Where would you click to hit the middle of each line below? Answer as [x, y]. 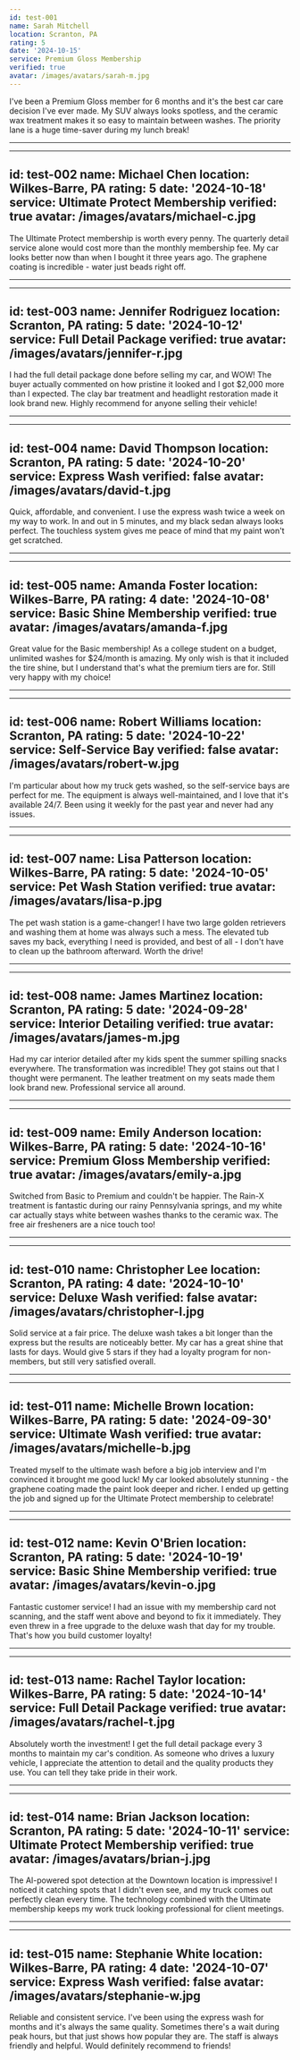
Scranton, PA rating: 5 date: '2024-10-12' [126, 325]
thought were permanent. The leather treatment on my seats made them [142, 1078]
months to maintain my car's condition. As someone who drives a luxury [142, 1753]
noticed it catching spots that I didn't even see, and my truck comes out [141, 1890]
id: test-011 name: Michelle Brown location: [132, 1407]
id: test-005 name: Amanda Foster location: [134, 585]
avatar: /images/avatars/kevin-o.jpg [112, 1585]
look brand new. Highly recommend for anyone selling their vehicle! [133, 403]
